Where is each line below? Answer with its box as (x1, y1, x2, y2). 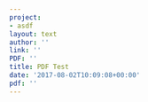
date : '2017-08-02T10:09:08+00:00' (9, 71, 141, 80)
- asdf (9, 21, 34, 30)
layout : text (9, 29, 58, 38)
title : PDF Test (9, 63, 69, 72)
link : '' (9, 46, 42, 55)
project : (9, 12, 42, 22)
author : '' (9, 37, 50, 47)
